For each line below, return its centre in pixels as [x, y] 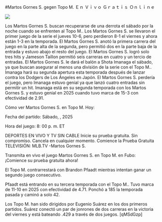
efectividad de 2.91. [25, 98]
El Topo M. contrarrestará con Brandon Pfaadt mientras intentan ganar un [78, 170]
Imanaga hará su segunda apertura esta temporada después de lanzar [75, 72]
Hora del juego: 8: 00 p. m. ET [35, 126]
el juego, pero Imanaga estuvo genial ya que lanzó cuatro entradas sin [75, 82]
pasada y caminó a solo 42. [33, 195]
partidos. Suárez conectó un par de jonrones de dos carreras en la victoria [79, 209]
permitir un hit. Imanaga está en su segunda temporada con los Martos [76, 88]
